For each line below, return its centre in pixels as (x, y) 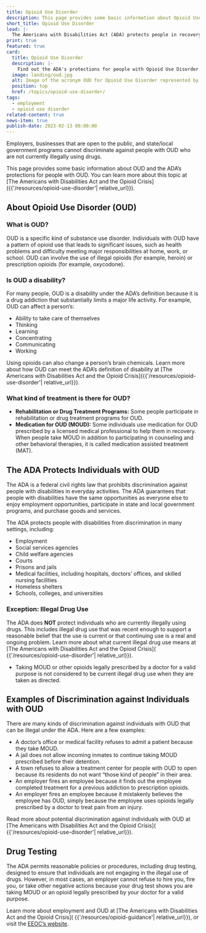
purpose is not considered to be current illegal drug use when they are (104, 674)
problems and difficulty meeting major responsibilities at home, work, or (97, 251)
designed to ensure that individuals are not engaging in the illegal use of (97, 873)
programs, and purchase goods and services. (64, 511)
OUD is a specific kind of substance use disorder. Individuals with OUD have (103, 238)
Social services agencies (47, 548)
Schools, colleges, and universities (59, 593)
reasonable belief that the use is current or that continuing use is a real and (101, 635)
